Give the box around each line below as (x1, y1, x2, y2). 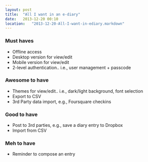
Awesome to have (5, 77, 49, 84)
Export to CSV (12, 93, 41, 99)
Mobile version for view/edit (12, 59, 70, 65)
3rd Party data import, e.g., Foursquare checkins (12, 99, 111, 105)
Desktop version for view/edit (12, 54, 73, 60)
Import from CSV (12, 127, 47, 134)
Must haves (5, 38, 34, 45)
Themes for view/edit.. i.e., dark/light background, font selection (12, 88, 143, 94)
